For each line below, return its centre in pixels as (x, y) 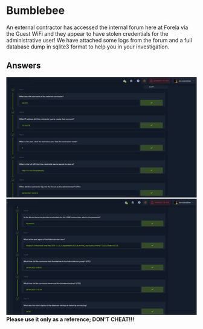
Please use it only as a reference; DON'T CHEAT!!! (70, 319)
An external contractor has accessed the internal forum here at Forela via (97, 27)
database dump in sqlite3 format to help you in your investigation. (88, 47)
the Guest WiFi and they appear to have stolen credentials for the (87, 33)
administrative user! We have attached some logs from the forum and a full (99, 40)
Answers (24, 66)
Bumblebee (36, 11)
